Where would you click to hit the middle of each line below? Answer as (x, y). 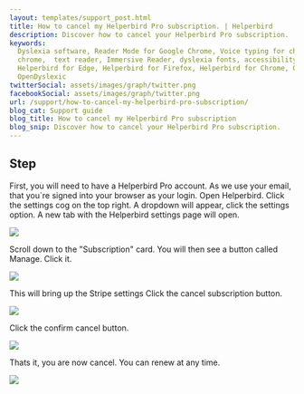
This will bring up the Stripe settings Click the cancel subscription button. (146, 293)
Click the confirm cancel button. (69, 328)
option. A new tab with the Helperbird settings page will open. (124, 215)
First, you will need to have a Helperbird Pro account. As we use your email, (150, 186)
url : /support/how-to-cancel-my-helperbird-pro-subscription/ (129, 102)
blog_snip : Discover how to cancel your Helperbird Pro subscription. (145, 128)
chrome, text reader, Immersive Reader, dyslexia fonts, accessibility (157, 60)
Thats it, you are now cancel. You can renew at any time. (115, 362)
